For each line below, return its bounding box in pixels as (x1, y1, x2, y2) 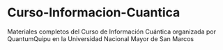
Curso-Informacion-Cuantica (7, 5, 180, 21)
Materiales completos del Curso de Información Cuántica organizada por (7, 27, 216, 36)
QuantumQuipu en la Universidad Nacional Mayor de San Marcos (7, 34, 194, 42)
